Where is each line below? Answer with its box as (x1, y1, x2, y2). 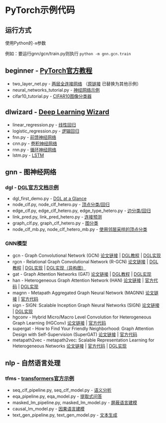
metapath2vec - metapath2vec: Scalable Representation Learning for (12, 337, 155, 343)
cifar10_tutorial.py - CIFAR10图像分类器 (12, 93, 92, 99)
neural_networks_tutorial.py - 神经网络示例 (12, 87, 100, 93)
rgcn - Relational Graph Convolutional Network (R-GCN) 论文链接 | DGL (12, 258, 159, 264)
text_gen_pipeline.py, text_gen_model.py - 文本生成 (12, 412, 118, 418)
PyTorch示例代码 (5, 4, 76, 16)
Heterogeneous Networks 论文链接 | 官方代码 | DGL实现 (12, 343, 127, 349)
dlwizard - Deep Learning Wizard (5, 108, 109, 116)
